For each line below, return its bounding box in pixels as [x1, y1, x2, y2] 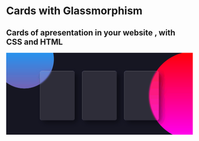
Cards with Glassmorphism [6, 4, 143, 18]
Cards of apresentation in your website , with [6, 28, 176, 38]
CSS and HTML [6, 37, 63, 47]
